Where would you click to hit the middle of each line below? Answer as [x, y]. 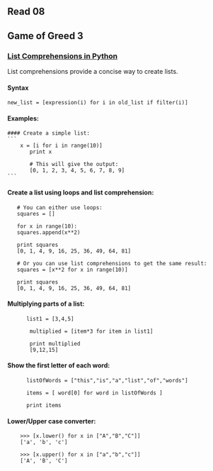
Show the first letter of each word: [59, 365]
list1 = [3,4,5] [50, 318]
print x [41, 152]
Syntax [18, 87]
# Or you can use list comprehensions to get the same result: [112, 263]
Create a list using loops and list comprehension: [81, 193]
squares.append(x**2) [48, 232]
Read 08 [26, 12]
